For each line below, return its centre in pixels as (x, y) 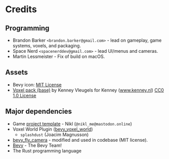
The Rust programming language (47, 150)
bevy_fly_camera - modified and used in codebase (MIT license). (80, 140)
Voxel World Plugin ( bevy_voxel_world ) (53, 129)
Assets (16, 72)
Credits (21, 9)
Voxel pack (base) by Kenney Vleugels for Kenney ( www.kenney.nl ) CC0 (88, 90)
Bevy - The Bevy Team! (37, 145)
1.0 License (24, 96)
